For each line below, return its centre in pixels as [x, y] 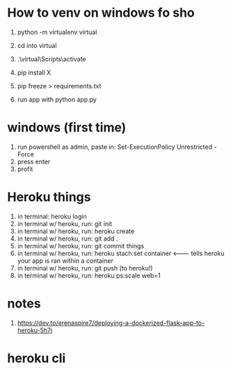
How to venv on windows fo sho [101, 13]
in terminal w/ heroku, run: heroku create [76, 231]
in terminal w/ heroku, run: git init [65, 223]
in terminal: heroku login [52, 216]
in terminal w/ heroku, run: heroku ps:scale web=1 [89, 275]
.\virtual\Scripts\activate [51, 59]
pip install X [34, 72]
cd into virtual [37, 45]
